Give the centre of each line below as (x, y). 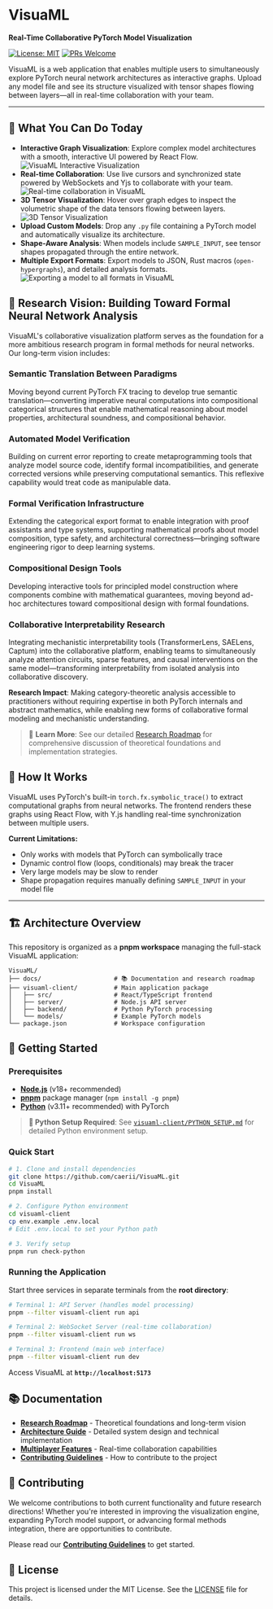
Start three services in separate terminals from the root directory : (119, 1290)
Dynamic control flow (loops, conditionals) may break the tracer (127, 863)
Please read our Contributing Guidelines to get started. (102, 1544)
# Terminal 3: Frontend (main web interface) (87, 1349)
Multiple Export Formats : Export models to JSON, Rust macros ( (128, 260)
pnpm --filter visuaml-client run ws (72, 1335)
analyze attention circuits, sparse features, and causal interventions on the (133, 660)
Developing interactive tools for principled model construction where (123, 586)
